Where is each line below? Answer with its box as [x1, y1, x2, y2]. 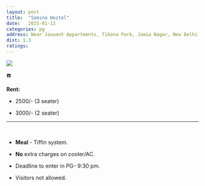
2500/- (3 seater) [15, 97, 59, 104]
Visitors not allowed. [15, 174, 67, 181]
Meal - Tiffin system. [15, 138, 68, 146]
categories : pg [6, 26, 45, 32]
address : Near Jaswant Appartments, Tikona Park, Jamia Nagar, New [6, 32, 182, 38]
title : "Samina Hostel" [6, 15, 70, 21]
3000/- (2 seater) [15, 109, 60, 116]
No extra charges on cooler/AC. [15, 150, 95, 157]
